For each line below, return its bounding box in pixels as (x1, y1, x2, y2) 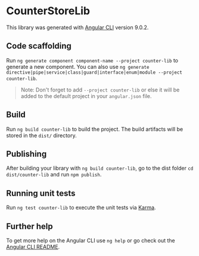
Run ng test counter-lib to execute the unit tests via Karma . (6, 204, 156, 211)
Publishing (6, 148, 47, 159)
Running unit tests (6, 188, 76, 198)
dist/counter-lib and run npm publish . (6, 171, 102, 178)
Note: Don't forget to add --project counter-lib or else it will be (20, 86, 180, 93)
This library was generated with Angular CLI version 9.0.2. (6, 24, 149, 31)
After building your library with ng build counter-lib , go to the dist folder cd (6, 165, 194, 172)
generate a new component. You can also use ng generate (6, 63, 150, 70)
